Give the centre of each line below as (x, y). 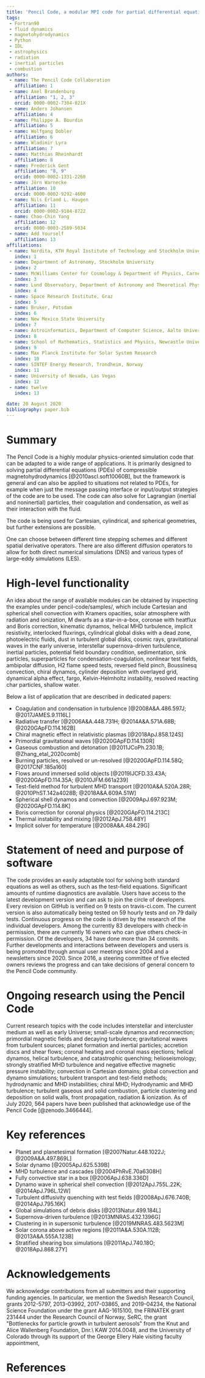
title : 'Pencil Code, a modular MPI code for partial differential (94, 12)
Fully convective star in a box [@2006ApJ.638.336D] (82, 1177)
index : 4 (25, 291)
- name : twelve (28, 387)
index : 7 (25, 325)
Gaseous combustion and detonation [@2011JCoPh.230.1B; (89, 747)
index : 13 (27, 393)
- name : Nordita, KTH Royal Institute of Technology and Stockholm (96, 251)
